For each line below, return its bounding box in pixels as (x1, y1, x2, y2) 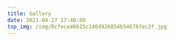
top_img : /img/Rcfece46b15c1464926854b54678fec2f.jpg (7, 23, 168, 30)
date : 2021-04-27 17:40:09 (7, 17, 86, 24)
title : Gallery (7, 10, 52, 17)
